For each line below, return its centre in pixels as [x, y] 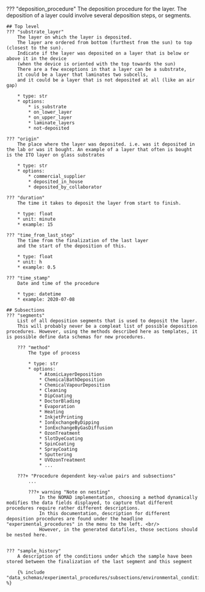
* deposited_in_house [56, 182]
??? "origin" [23, 139]
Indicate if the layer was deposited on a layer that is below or [103, 53]
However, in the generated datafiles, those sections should [118, 530]
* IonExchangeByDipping [69, 423]
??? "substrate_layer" [35, 32]
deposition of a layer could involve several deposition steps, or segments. [99, 15]
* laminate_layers [52, 123]
